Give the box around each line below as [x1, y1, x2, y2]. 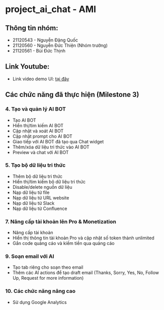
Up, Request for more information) [12, 275, 84, 281]
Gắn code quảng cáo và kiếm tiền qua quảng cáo [12, 240, 115, 246]
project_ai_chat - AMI [5, 4, 97, 15]
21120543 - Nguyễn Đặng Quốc [12, 37, 78, 43]
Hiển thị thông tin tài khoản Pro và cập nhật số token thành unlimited [12, 235, 154, 241]
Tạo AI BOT [12, 117, 36, 123]
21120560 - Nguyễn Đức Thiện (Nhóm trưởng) [12, 42, 108, 48]
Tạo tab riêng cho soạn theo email [12, 264, 84, 271]
